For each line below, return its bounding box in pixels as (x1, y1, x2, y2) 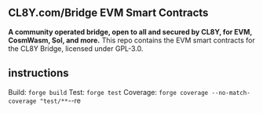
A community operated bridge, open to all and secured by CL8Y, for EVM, (8, 27, 253, 36)
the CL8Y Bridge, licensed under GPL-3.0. (8, 43, 144, 53)
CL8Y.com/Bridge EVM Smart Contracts (8, 6, 209, 20)
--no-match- (211, 89, 251, 97)
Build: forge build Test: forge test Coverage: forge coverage (8, 87, 209, 97)
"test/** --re (39, 96, 81, 105)
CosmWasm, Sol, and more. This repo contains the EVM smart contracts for (8, 35, 255, 45)
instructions (8, 67, 69, 80)
